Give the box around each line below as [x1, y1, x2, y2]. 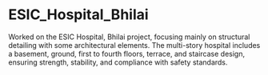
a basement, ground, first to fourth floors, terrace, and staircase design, [8, 49, 246, 58]
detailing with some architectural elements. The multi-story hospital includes [8, 40, 261, 49]
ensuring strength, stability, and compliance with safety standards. [8, 57, 228, 67]
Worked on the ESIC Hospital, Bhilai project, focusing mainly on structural [8, 32, 250, 41]
